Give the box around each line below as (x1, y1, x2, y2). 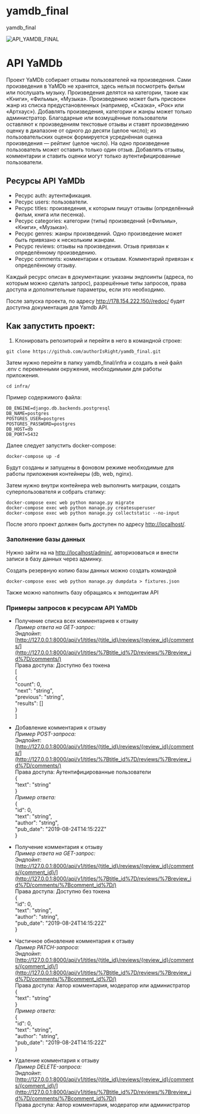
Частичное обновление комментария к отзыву (14, 937, 135, 944)
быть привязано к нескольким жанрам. (14, 236, 116, 243)
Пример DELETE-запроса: (14, 1063, 82, 1070)
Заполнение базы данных (6, 536, 86, 544)
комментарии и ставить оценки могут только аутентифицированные (6, 152, 181, 159)
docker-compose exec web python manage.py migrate (6, 500, 135, 506)
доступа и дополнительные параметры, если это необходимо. (6, 285, 165, 293)
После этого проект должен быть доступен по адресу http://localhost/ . (6, 521, 186, 528)
